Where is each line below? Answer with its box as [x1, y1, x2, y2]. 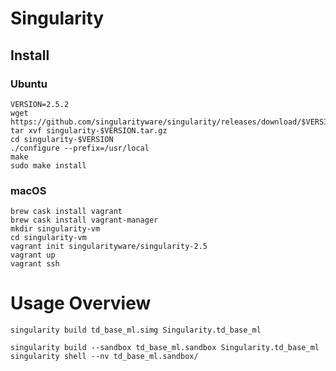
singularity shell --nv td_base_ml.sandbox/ [10, 352, 199, 362]
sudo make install [10, 160, 87, 171]
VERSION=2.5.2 [10, 99, 70, 109]
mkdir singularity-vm [10, 224, 101, 234]
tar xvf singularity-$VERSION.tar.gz [10, 125, 168, 136]
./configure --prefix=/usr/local [10, 143, 150, 153]
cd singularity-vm [10, 233, 87, 243]
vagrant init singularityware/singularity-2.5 [10, 242, 208, 252]
